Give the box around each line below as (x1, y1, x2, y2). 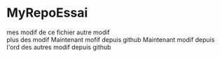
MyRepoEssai (6, 5, 88, 21)
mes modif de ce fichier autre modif (6, 28, 110, 36)
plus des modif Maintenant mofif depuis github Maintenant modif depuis (6, 35, 215, 43)
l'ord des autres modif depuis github (6, 43, 111, 51)
